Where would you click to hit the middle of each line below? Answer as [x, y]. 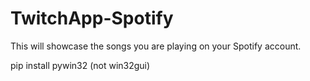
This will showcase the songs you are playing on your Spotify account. [156, 46]
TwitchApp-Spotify [92, 18]
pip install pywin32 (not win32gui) [80, 65]
